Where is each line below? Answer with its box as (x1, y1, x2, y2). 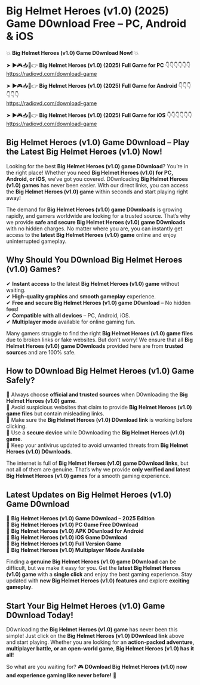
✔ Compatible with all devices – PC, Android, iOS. (6, 311, 131, 319)
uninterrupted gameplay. (6, 237, 67, 245)
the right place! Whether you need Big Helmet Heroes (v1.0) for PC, (6, 169, 174, 176)
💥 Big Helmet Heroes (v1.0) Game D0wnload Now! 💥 (6, 49, 139, 56)
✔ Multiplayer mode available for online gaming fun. (6, 318, 136, 325)
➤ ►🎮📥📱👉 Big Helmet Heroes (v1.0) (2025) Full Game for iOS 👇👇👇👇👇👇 (6, 112, 192, 119)
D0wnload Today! (6, 610, 73, 620)
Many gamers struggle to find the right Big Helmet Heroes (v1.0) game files (6, 329, 193, 337)
